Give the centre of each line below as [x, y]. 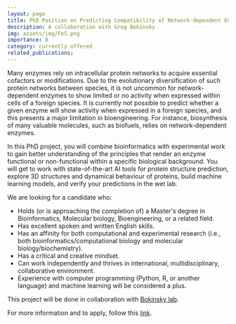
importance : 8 [28, 40]
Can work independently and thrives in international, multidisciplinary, [118, 263]
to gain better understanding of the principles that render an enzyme [106, 154]
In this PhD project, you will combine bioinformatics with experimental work [116, 146]
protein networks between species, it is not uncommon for [92, 88]
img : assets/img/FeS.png [44, 33]
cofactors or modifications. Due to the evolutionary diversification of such [114, 80]
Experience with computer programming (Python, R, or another [109, 278]
